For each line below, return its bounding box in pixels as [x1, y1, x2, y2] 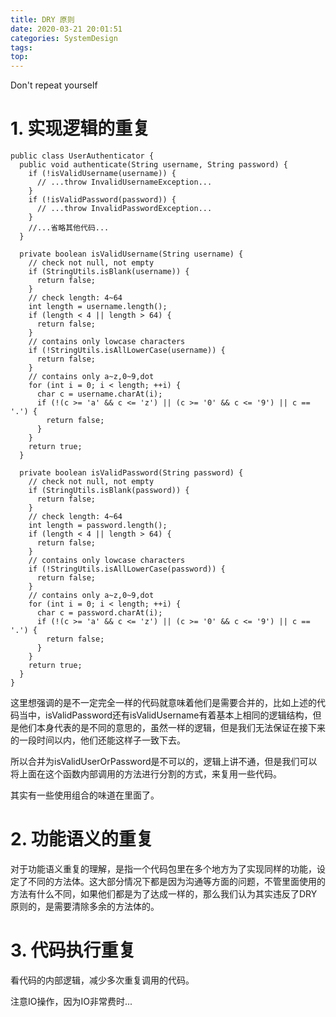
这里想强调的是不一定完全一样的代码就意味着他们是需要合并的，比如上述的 [10, 697, 317, 709]
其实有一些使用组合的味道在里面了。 [10, 789, 160, 801]
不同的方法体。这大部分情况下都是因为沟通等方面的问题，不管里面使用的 [27, 876, 326, 887]
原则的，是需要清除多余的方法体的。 [10, 901, 160, 912]
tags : [10, 42, 33, 53]
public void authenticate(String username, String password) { [19, 160, 288, 170]
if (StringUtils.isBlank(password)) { [28, 486, 190, 496]
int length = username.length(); [28, 302, 168, 312]
